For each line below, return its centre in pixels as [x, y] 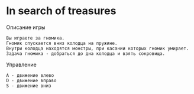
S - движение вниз [29, 86]
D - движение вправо [32, 80]
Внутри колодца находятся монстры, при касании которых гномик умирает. [98, 48]
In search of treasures [61, 11]
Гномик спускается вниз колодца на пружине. [62, 43]
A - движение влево [30, 75]
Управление [21, 64]
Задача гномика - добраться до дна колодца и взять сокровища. [86, 54]
